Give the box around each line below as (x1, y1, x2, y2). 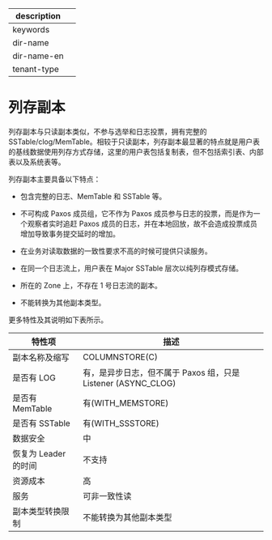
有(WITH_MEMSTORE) (82, 397, 169, 408)
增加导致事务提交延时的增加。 (19, 228, 120, 238)
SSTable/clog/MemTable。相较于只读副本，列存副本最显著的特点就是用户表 (8, 137, 261, 147)
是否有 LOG (12, 372, 57, 383)
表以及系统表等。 (8, 157, 66, 167)
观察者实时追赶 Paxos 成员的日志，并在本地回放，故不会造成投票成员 (27, 219, 257, 228)
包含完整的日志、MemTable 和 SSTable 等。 (19, 191, 167, 201)
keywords (12, 24, 50, 35)
